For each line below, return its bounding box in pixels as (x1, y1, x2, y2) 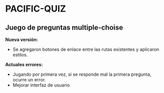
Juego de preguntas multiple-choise (5, 23, 123, 32)
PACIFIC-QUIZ (5, 3, 66, 15)
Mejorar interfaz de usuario (12, 82, 70, 88)
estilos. (12, 52, 28, 58)
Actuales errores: (5, 62, 43, 67)
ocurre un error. (12, 77, 46, 82)
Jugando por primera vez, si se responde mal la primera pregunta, (12, 71, 151, 77)
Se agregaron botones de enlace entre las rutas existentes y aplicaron (12, 46, 159, 52)
